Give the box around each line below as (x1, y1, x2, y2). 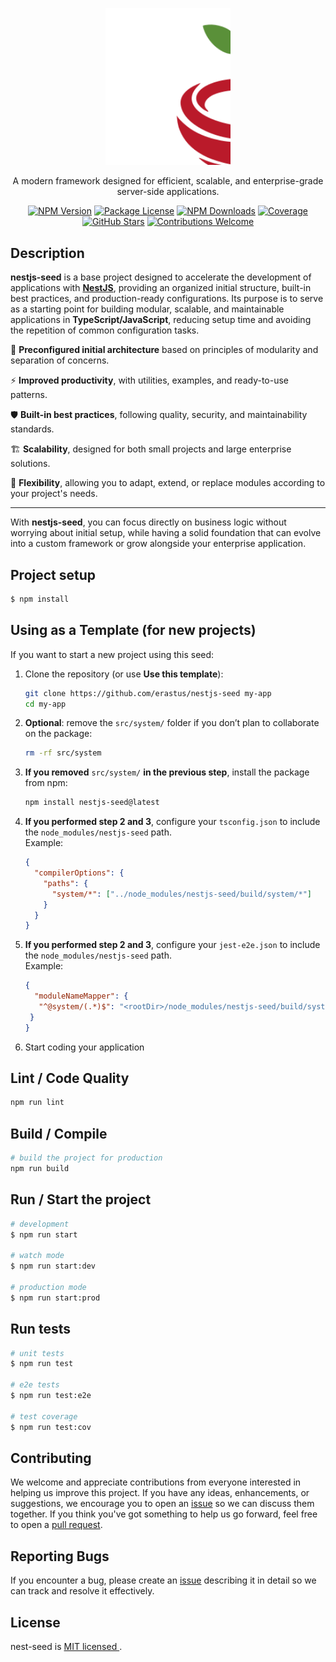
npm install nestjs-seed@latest (24, 798, 160, 808)
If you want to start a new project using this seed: (10, 648, 215, 660)
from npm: (24, 777, 68, 789)
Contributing (10, 1449, 92, 1467)
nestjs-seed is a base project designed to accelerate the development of (10, 271, 312, 283)
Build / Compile (10, 1125, 108, 1142)
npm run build (10, 1164, 70, 1174)
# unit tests (10, 1348, 65, 1358)
